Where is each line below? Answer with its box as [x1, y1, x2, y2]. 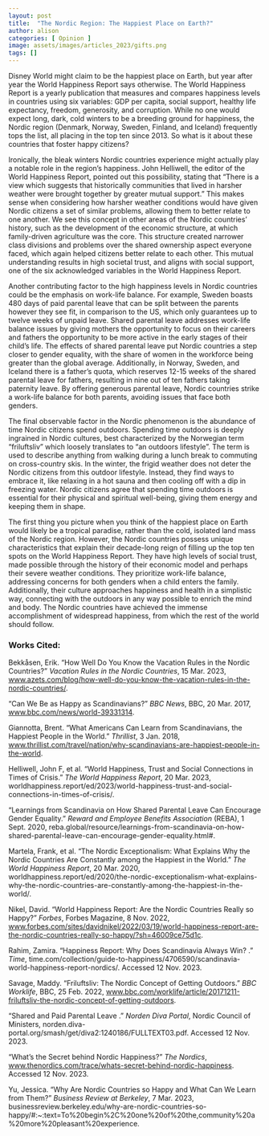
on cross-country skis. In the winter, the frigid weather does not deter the [8, 459, 251, 468]
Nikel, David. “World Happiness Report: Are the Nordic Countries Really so [8, 905, 255, 914]
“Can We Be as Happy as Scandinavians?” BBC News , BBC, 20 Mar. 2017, [8, 699, 251, 709]
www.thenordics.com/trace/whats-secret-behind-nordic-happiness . [8, 1061, 234, 1070]
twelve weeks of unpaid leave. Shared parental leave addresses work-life [8, 316, 251, 325]
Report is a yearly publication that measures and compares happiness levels [8, 88, 261, 97]
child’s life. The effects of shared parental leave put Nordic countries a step [8, 341, 258, 350]
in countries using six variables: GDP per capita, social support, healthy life [8, 97, 257, 106]
